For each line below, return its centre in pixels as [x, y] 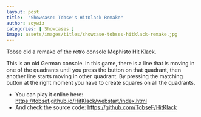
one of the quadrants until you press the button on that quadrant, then [94, 70]
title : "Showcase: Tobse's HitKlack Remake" [65, 18]
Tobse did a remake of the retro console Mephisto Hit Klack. [81, 52]
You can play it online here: [49, 95]
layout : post [23, 12]
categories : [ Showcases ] [40, 29]
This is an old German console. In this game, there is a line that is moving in [101, 64]
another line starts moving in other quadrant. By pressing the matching [95, 76]
